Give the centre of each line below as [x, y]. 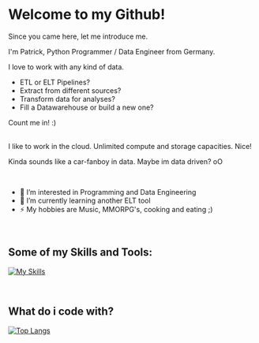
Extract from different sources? [70, 90]
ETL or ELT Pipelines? [55, 82]
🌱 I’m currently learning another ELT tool [85, 200]
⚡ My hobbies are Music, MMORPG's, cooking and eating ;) [116, 209]
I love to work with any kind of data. [66, 67]
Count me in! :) [32, 122]
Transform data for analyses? [68, 99]
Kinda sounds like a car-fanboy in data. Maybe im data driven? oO [116, 161]
